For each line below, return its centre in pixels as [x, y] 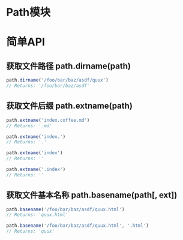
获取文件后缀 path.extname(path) [70, 106]
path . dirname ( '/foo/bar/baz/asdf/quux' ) [58, 80]
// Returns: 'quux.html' [37, 215]
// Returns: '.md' [29, 126]
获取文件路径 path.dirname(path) [68, 66]
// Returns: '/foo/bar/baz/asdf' [48, 86]
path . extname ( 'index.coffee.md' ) [48, 120]
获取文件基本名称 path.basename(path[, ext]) [92, 195]
